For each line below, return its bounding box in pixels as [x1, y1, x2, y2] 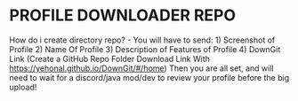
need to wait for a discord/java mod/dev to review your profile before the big [9, 72, 290, 82]
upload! [9, 82, 37, 92]
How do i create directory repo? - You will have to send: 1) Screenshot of [9, 35, 276, 45]
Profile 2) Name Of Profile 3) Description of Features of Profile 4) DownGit [9, 43, 281, 54]
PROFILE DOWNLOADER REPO [9, 5, 237, 26]
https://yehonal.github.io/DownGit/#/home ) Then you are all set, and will [9, 63, 274, 74]
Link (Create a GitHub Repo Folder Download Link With [9, 53, 211, 64]
